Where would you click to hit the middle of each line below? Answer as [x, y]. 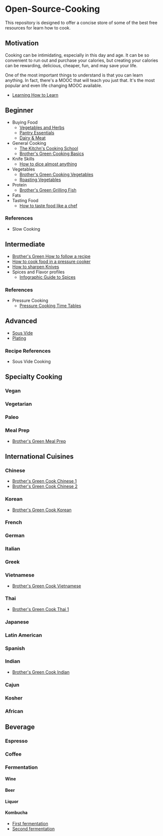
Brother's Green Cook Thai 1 [41, 609]
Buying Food [25, 122]
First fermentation [30, 823]
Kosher [14, 698]
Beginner [19, 111]
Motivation [22, 43]
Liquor [12, 801]
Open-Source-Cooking [52, 9]
